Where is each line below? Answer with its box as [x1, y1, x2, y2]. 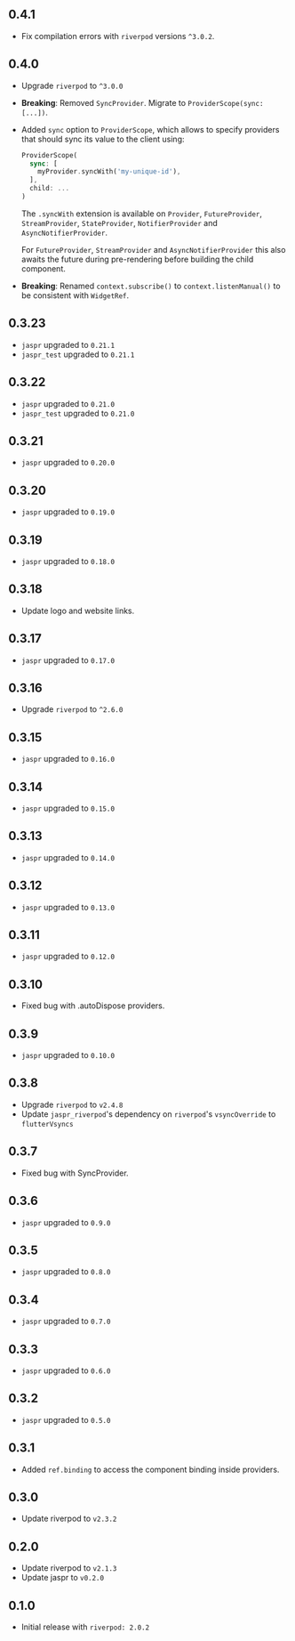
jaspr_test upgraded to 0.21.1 [20, 349, 135, 360]
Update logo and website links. [20, 605, 135, 616]
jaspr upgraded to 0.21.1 [20, 339, 116, 350]
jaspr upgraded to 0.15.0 [20, 803, 116, 813]
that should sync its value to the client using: [20, 133, 185, 144]
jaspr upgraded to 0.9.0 [20, 1217, 111, 1227]
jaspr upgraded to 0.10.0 [20, 1050, 116, 1061]
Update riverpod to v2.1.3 [20, 1563, 117, 1573]
